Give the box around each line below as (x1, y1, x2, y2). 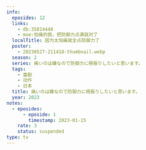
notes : (6, 100, 23, 106)
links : (12, 20, 29, 26)
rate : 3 (17, 123, 37, 129)
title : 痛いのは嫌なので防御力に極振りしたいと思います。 (12, 89, 140, 95)
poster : (12, 43, 32, 50)
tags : (12, 66, 26, 72)
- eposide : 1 (22, 111, 56, 118)
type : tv (6, 134, 29, 141)
